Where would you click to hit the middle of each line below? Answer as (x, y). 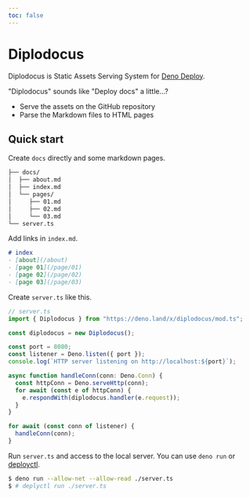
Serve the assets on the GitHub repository (87, 106)
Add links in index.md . (43, 238)
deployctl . (24, 464)
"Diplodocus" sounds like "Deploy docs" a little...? (88, 91)
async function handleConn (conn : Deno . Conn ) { (85, 376)
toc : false (26, 15)
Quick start (36, 139)
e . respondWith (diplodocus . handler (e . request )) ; (101, 398)
